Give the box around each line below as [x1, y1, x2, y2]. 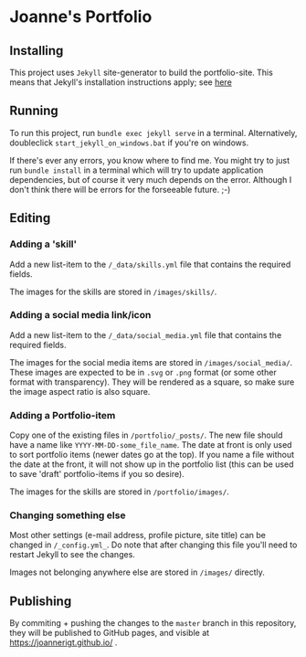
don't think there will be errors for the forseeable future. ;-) [9, 184, 231, 195]
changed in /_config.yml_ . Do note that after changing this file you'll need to [9, 539, 298, 550]
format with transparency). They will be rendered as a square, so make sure [9, 376, 295, 387]
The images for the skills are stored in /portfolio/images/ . [9, 486, 230, 497]
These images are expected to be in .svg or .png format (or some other [9, 366, 277, 377]
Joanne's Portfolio [9, 6, 153, 27]
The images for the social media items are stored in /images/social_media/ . [9, 356, 293, 367]
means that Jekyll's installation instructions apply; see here [9, 77, 233, 88]
